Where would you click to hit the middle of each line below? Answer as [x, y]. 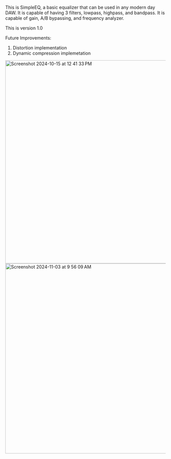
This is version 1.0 [24, 28]
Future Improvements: [28, 38]
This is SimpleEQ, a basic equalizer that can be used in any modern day [80, 7]
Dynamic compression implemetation [52, 53]
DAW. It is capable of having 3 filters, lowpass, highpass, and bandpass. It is [85, 13]
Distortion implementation [40, 48]
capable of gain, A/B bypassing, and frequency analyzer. [65, 18]
